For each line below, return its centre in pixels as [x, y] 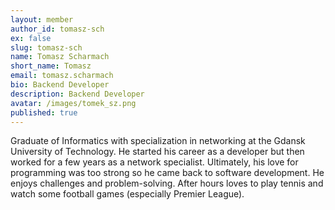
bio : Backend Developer [60, 85]
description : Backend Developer [77, 94]
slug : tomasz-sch [46, 47]
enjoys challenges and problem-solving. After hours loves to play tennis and [167, 183]
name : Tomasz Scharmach [60, 57]
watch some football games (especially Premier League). [127, 194]
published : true [44, 112]
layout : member [42, 19]
